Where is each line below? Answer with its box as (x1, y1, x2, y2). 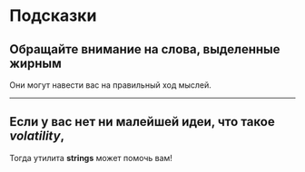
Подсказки (9, 5, 97, 26)
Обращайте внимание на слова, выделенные (9, 42, 280, 57)
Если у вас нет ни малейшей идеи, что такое (9, 114, 275, 129)
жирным (9, 55, 62, 71)
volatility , (9, 129, 65, 144)
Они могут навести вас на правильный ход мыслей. (9, 80, 212, 91)
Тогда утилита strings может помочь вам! (9, 152, 172, 163)
